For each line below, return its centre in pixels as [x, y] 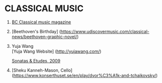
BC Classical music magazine [41, 22]
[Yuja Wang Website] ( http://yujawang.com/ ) [56, 51]
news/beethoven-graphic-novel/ [44, 37]
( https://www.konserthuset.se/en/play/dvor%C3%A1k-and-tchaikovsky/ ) [85, 75]
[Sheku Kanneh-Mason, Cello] [42, 70]
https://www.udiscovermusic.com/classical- [105, 31]
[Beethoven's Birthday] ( [36, 31]
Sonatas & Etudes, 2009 [36, 61]
